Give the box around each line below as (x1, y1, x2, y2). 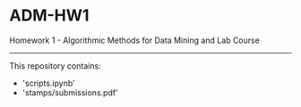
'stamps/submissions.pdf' (21, 86, 118, 98)
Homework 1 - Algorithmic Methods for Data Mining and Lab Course (9, 35, 260, 45)
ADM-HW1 (9, 5, 90, 26)
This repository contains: (9, 60, 101, 71)
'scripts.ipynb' (21, 78, 76, 88)
